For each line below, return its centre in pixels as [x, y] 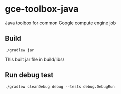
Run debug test [29, 75]
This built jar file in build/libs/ [35, 59]
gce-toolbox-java [42, 9]
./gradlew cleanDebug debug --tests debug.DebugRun [60, 86]
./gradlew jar [20, 50]
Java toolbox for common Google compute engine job [61, 23]
